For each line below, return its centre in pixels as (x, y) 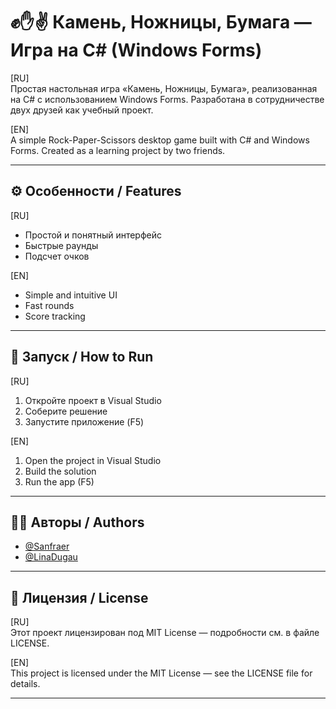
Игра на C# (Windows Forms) (136, 50)
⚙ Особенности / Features (96, 191)
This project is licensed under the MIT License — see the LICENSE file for (161, 673)
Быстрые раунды (61, 245)
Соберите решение (66, 411)
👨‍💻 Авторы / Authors (77, 522)
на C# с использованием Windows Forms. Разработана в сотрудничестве (167, 99)
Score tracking (55, 316)
